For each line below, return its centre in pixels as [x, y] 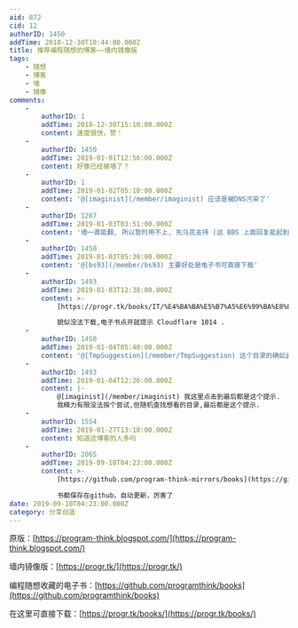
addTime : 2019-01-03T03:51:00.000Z [107, 224]
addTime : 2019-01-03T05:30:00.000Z [107, 257]
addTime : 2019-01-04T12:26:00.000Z [107, 380]
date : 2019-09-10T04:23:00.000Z [69, 504]
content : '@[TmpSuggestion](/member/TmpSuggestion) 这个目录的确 [160, 355]
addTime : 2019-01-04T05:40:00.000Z [107, 347]
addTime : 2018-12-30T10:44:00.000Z [75, 42]
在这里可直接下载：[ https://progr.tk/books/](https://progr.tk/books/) [133, 614]
